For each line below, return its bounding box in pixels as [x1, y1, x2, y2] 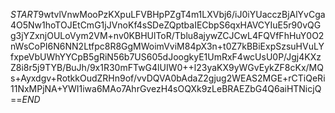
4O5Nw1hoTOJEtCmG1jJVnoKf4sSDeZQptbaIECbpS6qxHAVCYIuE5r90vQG [10, 19, 322, 31]
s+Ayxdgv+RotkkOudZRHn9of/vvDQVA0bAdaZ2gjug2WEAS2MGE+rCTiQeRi [10, 72, 326, 84]
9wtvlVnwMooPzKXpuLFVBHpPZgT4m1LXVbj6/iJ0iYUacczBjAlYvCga [38, 9, 326, 20]
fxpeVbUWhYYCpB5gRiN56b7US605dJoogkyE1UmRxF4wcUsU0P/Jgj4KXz [10, 51, 322, 63]
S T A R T [10, 9, 39, 20]
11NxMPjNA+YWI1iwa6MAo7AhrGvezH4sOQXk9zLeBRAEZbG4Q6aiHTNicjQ [10, 83, 322, 94]
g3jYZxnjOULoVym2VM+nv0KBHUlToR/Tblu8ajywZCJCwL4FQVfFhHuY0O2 [10, 30, 325, 41]
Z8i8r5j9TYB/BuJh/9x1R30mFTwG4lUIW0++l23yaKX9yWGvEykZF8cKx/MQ [10, 62, 324, 73]
